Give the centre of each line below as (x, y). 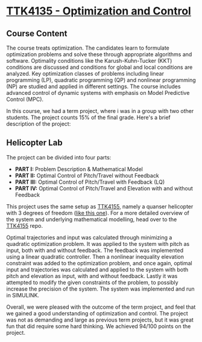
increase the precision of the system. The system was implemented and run (100, 289)
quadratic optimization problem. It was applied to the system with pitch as (98, 244)
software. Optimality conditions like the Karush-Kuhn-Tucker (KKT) (89, 61)
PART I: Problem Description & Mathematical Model (79, 169)
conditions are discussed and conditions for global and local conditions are (99, 67)
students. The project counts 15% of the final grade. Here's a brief (88, 117)
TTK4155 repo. (25, 225)
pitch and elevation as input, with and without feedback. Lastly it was (92, 276)
